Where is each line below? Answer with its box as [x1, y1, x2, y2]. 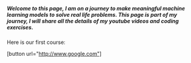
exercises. [7, 24, 34, 31]
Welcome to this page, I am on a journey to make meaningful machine [7, 5, 186, 12]
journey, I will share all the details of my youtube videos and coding [7, 17, 179, 24]
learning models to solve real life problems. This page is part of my [7, 11, 178, 18]
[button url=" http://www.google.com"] [7, 50, 102, 57]
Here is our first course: [7, 39, 65, 46]
